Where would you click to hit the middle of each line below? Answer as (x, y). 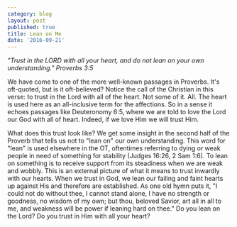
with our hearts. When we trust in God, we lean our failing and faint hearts (115, 179)
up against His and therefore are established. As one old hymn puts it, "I (112, 186)
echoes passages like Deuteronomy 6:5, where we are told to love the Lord (117, 112)
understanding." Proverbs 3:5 (50, 68)
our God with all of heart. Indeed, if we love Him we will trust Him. (103, 120)
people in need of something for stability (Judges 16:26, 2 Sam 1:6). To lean (118, 156)
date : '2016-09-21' (36, 40)
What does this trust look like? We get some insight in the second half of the (118, 133)
